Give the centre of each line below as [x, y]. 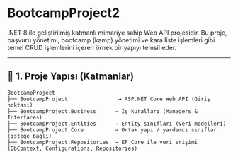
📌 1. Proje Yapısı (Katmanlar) [71, 77]
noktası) [20, 105]
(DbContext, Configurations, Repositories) [73, 148]
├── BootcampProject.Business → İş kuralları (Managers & [103, 111]
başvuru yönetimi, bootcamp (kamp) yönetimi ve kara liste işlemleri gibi [111, 40]
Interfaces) [25, 117]
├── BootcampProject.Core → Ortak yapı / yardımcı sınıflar [112, 130]
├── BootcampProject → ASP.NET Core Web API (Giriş [109, 99]
